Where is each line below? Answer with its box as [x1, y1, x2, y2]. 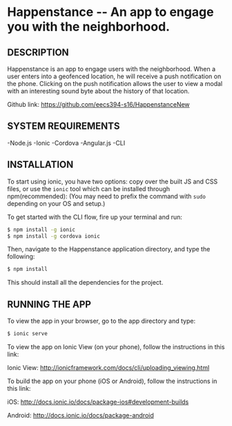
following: [7, 252, 35, 260]
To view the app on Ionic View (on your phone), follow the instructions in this [7, 342, 225, 350]
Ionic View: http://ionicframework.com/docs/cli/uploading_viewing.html [7, 363, 210, 371]
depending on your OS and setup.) [7, 199, 106, 208]
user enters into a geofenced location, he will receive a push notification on [7, 72, 222, 80]
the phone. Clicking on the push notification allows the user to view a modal [7, 80, 223, 87]
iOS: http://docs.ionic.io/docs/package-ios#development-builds [7, 398, 189, 406]
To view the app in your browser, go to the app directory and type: [7, 317, 195, 326]
